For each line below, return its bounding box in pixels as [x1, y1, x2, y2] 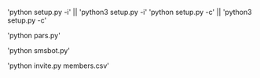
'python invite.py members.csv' [7, 61, 110, 70]
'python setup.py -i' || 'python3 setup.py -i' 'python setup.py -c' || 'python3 [7, 8, 252, 16]
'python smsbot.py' [7, 46, 71, 55]
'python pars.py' [7, 31, 60, 40]
